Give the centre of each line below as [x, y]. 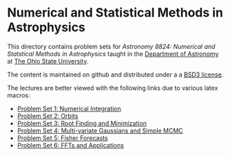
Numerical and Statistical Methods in [115, 13]
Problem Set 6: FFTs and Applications [70, 145]
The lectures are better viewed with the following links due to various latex [113, 88]
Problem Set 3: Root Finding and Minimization [82, 123]
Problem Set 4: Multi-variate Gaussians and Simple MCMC [100, 130]
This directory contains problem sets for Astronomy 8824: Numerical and [111, 46]
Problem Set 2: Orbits [48, 116]
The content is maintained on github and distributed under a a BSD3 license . [115, 75]
